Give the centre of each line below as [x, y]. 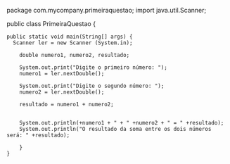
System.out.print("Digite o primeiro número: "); [94, 68]
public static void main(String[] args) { [70, 37]
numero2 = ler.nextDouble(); [62, 92]
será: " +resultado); [38, 135]
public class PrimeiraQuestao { [51, 24]
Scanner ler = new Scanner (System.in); [73, 43]
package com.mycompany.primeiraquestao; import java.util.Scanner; [107, 10]
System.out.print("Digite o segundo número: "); [92, 86]
